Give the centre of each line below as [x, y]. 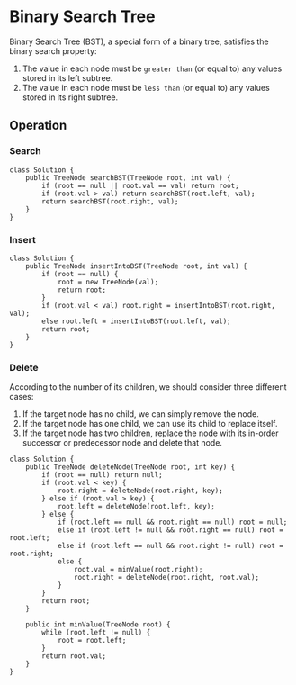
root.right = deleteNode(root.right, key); [140, 491]
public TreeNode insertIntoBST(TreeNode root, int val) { [136, 266]
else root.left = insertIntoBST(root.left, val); [136, 321]
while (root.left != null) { [96, 633]
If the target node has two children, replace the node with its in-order [150, 433]
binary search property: [53, 50]
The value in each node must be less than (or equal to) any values [146, 87]
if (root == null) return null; [103, 475]
